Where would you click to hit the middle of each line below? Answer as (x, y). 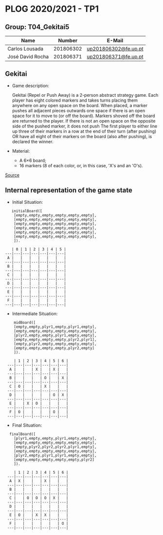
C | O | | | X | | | (39, 386)
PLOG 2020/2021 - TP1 (52, 9)
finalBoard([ (23, 434)
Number (68, 41)
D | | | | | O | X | (39, 395)
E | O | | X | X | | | (39, 515)
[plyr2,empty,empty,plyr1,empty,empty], (55, 335)
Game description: (31, 86)
